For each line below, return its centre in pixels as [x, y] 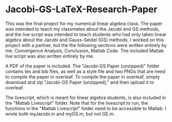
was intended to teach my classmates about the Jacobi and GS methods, [83, 29]
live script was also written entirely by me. [50, 56]
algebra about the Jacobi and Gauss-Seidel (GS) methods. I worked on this [85, 40]
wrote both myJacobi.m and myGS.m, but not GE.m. [60, 114]
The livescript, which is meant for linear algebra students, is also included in [85, 97]
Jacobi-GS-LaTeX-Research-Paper [81, 9]
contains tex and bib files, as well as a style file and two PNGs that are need [85, 71]
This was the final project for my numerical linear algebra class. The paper [84, 23]
